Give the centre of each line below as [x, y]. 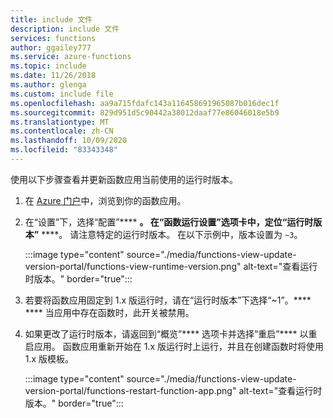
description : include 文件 [65, 29]
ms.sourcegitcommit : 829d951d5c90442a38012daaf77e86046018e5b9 [145, 112]
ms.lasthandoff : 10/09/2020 [69, 141]
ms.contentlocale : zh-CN [62, 131]
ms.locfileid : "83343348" [64, 150]
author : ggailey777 [51, 47]
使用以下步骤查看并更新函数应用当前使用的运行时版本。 [124, 179]
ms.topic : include [48, 66]
